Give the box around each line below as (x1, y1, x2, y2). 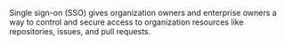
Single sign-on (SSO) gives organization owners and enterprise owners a (9, 8, 278, 18)
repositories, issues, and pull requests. (9, 26, 151, 36)
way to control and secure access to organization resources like (9, 17, 244, 27)
